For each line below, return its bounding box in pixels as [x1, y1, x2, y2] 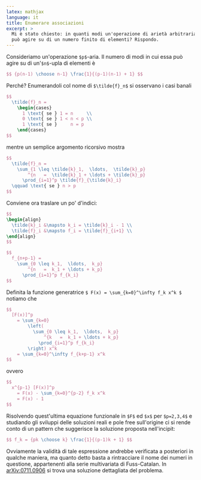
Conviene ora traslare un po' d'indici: [6, 199, 98, 206]
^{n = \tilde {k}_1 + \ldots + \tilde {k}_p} [28, 172, 146, 178]
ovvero [6, 367, 24, 375]
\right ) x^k [28, 346, 58, 352]
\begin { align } [6, 217, 42, 223]
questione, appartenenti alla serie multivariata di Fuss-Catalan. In [6, 460, 166, 467]
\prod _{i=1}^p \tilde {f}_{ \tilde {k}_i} [22, 178, 121, 184]
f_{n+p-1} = [11, 256, 42, 262]
